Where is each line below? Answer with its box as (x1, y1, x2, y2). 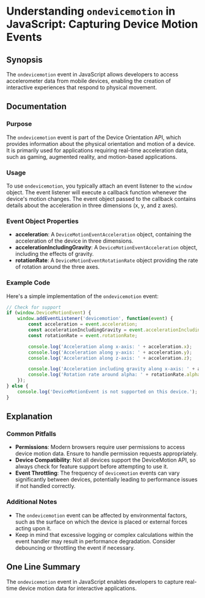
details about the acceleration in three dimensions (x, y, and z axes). (6, 202, 178, 209)
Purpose (6, 120, 32, 128)
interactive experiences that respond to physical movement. (6, 84, 157, 91)
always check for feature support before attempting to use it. (15, 463, 169, 470)
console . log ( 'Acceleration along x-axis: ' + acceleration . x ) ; (28, 343, 192, 349)
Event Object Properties (6, 217, 79, 225)
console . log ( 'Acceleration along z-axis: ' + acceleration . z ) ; (28, 355, 192, 361)
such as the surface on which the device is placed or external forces (15, 518, 188, 525)
